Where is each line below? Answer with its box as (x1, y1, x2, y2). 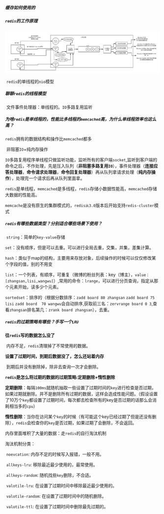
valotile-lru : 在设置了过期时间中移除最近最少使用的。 (6, 482, 117, 488)
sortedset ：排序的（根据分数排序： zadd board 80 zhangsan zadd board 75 (5, 294, 155, 300)
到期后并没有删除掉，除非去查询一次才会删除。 (6, 364, 101, 370)
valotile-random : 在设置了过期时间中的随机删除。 (6, 493, 107, 499)
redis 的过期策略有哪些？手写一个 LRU (5, 319, 79, 325)
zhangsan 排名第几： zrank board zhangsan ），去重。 (9, 307, 112, 312)
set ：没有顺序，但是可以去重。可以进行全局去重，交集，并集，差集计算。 (5, 244, 154, 250)
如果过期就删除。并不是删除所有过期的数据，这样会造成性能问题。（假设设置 (5, 391, 158, 397)
